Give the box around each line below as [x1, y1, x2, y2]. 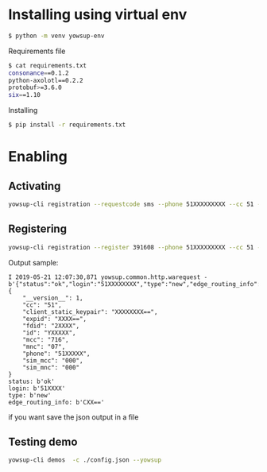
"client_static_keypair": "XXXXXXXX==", [22, 308, 158, 315]
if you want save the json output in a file [8, 412, 139, 422]
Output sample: [8, 257, 59, 267]
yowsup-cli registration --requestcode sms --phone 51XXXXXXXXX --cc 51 [8, 200, 254, 208]
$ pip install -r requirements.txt [8, 121, 126, 129]
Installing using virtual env [8, 6, 188, 24]
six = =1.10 [8, 91, 41, 99]
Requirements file [8, 46, 66, 56]
